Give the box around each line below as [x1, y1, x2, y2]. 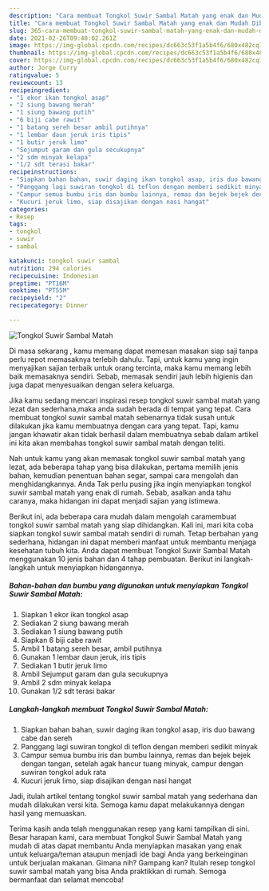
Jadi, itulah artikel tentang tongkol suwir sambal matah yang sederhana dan [9, 791, 258, 801]
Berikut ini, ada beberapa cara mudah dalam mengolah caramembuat [9, 512, 237, 521]
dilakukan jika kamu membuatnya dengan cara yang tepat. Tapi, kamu [9, 421, 239, 431]
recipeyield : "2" [9, 294, 67, 303]
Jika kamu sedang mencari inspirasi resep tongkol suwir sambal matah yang [9, 395, 260, 405]
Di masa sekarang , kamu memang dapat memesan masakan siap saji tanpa [9, 346, 259, 355]
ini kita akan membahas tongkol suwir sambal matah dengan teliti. [9, 438, 226, 448]
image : [9, 42, 31, 50]
